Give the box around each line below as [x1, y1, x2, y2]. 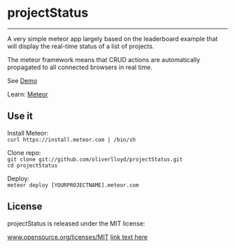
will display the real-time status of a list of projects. [7, 42, 155, 50]
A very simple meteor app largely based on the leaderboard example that [7, 34, 218, 43]
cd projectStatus [7, 162, 58, 169]
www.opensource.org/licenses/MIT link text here [7, 233, 148, 241]
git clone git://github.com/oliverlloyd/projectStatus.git [7, 156, 183, 163]
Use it [7, 110, 33, 122]
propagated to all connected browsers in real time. [7, 63, 152, 71]
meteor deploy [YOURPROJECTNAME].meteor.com [7, 182, 139, 189]
